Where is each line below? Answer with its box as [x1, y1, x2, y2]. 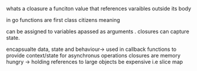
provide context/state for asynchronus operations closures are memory [6, 52, 181, 59]
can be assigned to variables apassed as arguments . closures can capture [6, 28, 190, 35]
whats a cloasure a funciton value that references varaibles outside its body [6, 5, 192, 12]
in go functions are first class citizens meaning [6, 17, 120, 23]
